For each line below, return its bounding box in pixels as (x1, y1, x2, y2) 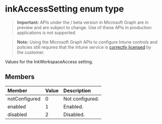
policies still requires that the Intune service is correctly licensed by (16, 44, 151, 50)
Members (5, 73, 35, 81)
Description (63, 87, 91, 94)
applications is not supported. (16, 30, 76, 35)
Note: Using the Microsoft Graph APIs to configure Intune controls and (16, 39, 158, 45)
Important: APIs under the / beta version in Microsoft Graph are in (16, 19, 149, 25)
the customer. (16, 49, 45, 55)
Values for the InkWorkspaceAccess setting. (5, 59, 93, 64)
